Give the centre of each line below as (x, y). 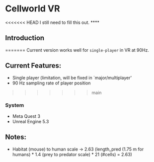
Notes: (16, 137)
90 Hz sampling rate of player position (51, 83)
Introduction (25, 38)
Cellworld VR (33, 9)
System (15, 105)
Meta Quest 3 (26, 116)
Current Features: (33, 66)
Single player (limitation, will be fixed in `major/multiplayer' (72, 78)
